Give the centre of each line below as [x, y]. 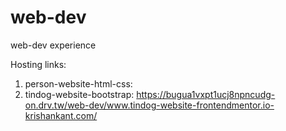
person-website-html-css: [78, 83]
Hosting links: [38, 64]
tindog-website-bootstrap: [79, 94]
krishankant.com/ [61, 115]
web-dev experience [53, 45]
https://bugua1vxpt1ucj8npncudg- [206, 94]
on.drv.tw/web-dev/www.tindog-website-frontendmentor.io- [149, 105]
